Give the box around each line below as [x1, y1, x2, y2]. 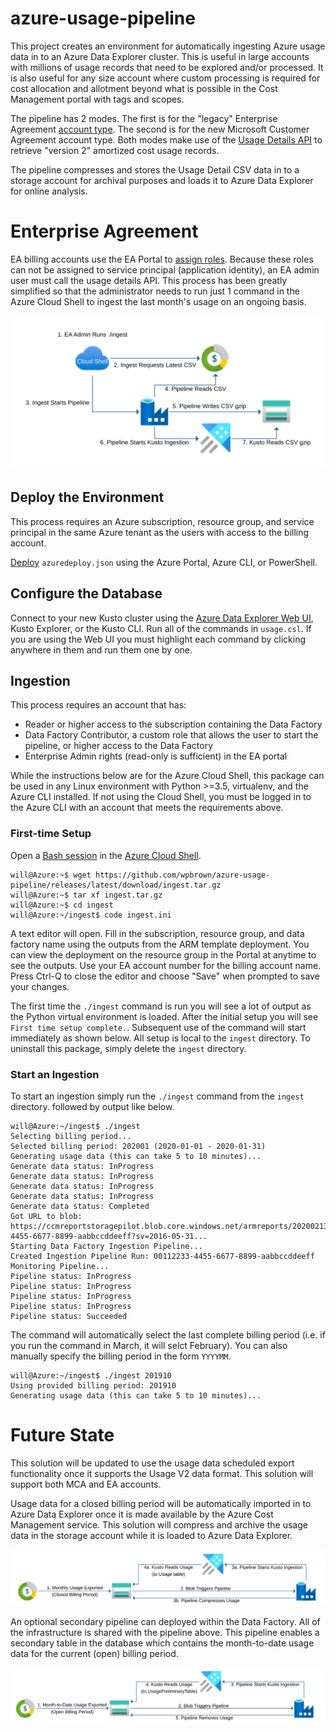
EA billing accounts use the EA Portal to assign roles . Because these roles [10, 253, 314, 265]
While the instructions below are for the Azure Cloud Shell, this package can [10, 770, 325, 782]
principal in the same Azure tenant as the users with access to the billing [10, 526, 310, 538]
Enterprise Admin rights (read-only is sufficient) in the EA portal [24, 750, 288, 762]
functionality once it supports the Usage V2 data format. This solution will [10, 1467, 314, 1479]
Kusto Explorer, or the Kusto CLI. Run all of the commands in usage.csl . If [10, 622, 312, 634]
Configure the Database [10, 585, 163, 602]
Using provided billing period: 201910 [10, 1381, 177, 1391]
